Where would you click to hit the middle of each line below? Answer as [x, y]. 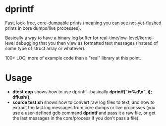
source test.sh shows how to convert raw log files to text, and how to [83, 102]
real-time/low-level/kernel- [127, 38]
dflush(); [22, 97]
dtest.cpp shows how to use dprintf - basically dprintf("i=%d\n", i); [82, 92]
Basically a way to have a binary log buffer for [52, 38]
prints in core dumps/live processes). [43, 28]
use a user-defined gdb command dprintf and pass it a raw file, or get [84, 113]
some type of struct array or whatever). [45, 48]
